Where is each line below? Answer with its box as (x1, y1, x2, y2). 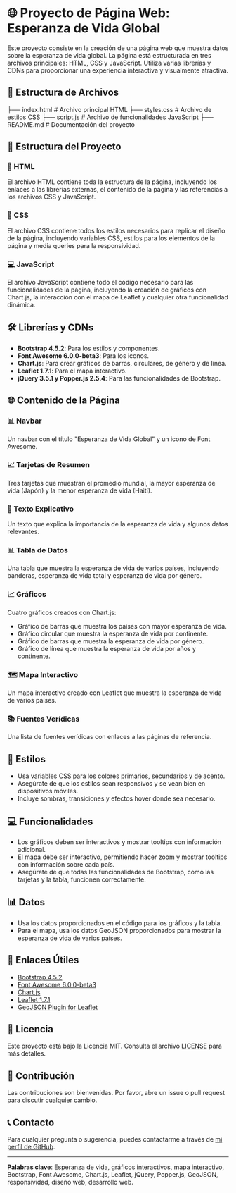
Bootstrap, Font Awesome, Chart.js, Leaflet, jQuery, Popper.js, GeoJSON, (7, 1170, 219, 1178)
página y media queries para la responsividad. (7, 241, 141, 249)
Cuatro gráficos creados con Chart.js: (7, 608, 117, 617)
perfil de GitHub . (7, 1143, 55, 1151)
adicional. (17, 845, 46, 853)
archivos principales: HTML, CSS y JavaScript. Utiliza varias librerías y (7, 58, 211, 67)
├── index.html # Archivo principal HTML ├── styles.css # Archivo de (7, 105, 212, 113)
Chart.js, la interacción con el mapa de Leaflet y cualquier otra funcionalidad (7, 293, 228, 302)
